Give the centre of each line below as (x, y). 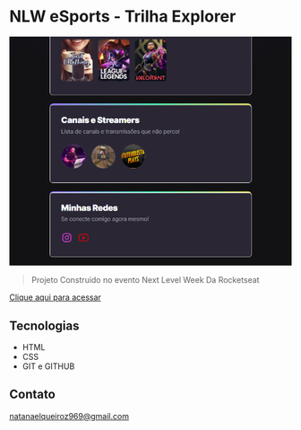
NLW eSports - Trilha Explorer (123, 17)
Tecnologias (44, 325)
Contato (32, 395)
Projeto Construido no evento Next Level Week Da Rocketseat (145, 280)
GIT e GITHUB (48, 366)
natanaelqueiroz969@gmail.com (69, 416)
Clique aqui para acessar (55, 297)
